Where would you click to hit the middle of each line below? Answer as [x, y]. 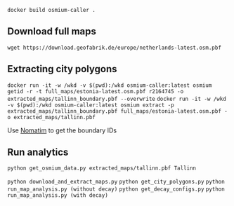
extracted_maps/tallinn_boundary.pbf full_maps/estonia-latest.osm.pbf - [118, 111]
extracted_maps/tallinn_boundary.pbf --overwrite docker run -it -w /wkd [117, 99]
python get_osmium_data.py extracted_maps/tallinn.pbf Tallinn [102, 168]
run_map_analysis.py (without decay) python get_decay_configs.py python [116, 189]
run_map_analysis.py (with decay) [58, 195]
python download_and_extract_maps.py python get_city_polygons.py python [116, 182]
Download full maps [52, 32]
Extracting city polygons [62, 69]
